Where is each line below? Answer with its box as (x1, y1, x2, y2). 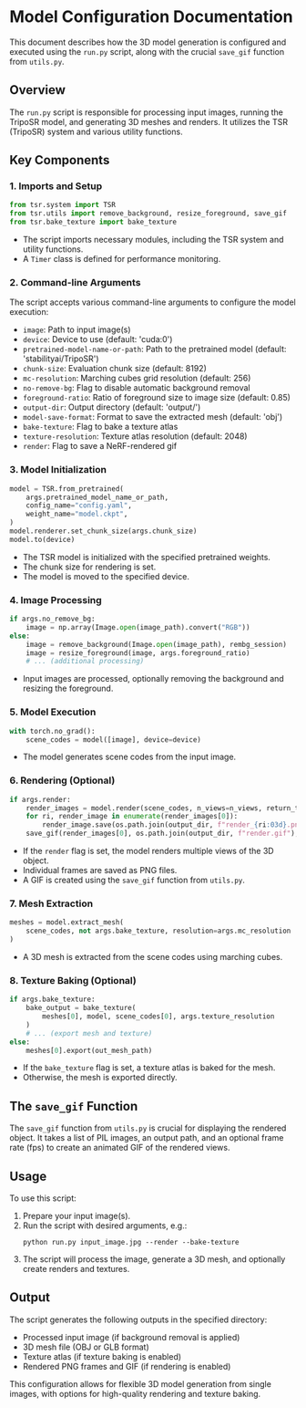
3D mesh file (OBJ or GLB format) (22, 1341, 150, 1352)
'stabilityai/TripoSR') (22, 353, 99, 364)
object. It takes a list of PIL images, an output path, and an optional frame (9, 1132, 284, 1143)
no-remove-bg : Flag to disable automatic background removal (22, 382, 250, 393)
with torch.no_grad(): (9, 726, 96, 735)
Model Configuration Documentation (9, 6, 293, 27)
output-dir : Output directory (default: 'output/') (22, 402, 201, 412)
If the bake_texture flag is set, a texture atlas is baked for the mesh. (22, 1062, 276, 1073)
